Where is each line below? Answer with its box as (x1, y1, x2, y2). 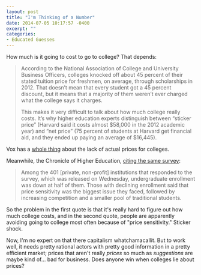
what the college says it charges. (20, 97, 103, 104)
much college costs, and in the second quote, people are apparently (6, 213, 175, 219)
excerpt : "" (6, 25, 36, 32)
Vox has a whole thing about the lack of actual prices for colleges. (6, 145, 170, 153)
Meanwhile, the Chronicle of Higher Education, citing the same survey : (6, 157, 181, 164)
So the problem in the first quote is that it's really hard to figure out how (6, 206, 183, 213)
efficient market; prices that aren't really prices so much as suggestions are (6, 250, 193, 256)
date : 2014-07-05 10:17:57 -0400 (6, 20, 90, 26)
